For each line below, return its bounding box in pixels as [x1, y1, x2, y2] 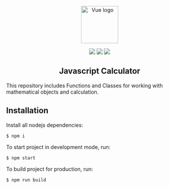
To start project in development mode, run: [6, 143, 111, 150]
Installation [6, 106, 49, 116]
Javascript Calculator [59, 66, 141, 76]
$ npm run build [6, 176, 46, 183]
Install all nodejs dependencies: [6, 121, 84, 128]
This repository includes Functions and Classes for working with [6, 82, 163, 89]
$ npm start [6, 155, 36, 161]
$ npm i [6, 133, 25, 139]
